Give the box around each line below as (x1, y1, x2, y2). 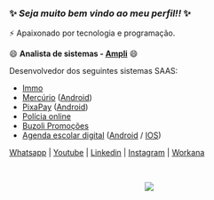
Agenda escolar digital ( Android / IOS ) (21, 130, 162, 140)
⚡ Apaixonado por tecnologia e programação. (9, 28, 176, 38)
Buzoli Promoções (21, 121, 89, 132)
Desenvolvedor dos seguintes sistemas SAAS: (9, 66, 178, 76)
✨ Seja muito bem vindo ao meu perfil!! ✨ (9, 7, 192, 20)
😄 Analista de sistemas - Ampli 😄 (9, 48, 139, 60)
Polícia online (21, 111, 71, 122)
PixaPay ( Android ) (21, 101, 89, 113)
